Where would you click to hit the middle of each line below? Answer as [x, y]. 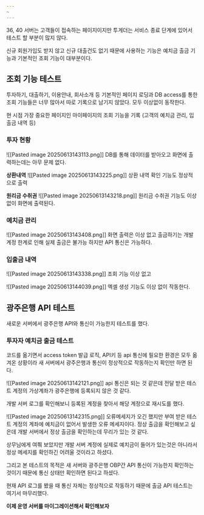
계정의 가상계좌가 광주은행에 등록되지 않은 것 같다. [72, 391]
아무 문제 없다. [49, 162]
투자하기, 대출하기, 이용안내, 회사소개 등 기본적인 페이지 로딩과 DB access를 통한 [102, 95]
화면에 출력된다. [36, 203]
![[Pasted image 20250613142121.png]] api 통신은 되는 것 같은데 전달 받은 [96, 383]
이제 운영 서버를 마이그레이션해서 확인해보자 [58, 506]
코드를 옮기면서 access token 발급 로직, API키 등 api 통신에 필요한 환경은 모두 [99, 355]
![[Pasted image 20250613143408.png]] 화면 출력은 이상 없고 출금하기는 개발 [100, 235]
